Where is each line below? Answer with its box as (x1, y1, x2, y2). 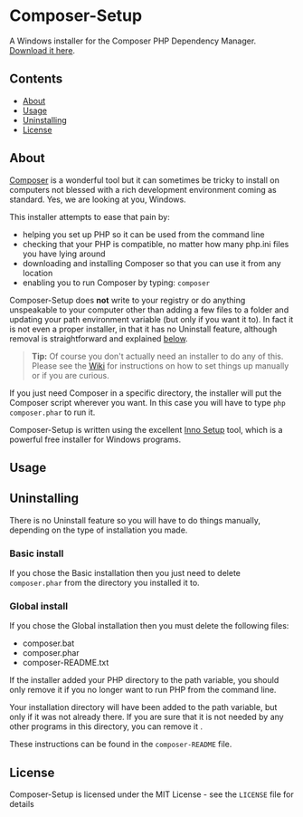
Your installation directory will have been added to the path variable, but (9, 702, 278, 713)
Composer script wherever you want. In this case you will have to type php (9, 397, 287, 408)
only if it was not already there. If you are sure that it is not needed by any (9, 712, 284, 723)
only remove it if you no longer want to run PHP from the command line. (9, 685, 277, 696)
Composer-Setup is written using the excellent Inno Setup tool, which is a (9, 424, 283, 435)
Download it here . (9, 44, 75, 55)
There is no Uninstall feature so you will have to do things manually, (9, 514, 260, 525)
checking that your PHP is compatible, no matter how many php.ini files (22, 238, 289, 249)
